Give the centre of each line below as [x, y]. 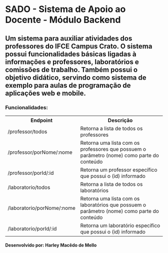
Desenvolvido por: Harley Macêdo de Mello [51, 245]
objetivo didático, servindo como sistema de [76, 77]
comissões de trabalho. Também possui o [71, 69]
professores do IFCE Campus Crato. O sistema [79, 46]
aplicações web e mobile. [45, 93]
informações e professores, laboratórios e [72, 62]
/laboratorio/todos [29, 187]
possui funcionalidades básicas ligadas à [71, 54]
